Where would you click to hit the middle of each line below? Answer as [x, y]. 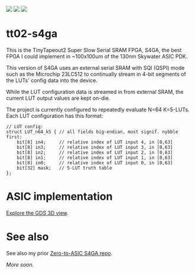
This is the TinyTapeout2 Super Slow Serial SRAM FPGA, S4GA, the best [94, 50]
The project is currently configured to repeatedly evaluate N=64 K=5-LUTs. [98, 109]
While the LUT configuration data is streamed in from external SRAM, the [95, 92]
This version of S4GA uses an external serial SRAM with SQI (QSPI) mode [95, 67]
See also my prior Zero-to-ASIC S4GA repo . [59, 253]
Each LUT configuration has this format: [55, 116]
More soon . [20, 264]
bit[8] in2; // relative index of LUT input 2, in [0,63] [95, 152]
